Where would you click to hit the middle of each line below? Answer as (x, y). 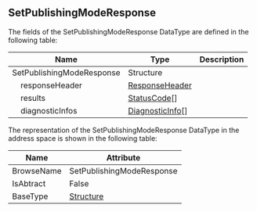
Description (222, 59)
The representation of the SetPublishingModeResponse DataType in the (124, 130)
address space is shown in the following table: (83, 138)
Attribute (123, 157)
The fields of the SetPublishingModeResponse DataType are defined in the (128, 31)
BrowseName (37, 171)
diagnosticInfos (49, 110)
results (33, 98)
